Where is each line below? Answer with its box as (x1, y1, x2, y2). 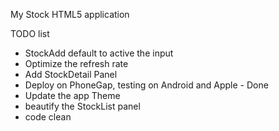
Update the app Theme (24, 90, 121, 101)
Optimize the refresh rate (24, 58, 129, 69)
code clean (24, 111, 72, 123)
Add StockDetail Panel (24, 69, 118, 80)
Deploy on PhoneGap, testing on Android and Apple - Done (24, 79, 269, 91)
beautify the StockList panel (24, 100, 141, 112)
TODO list (10, 28, 50, 39)
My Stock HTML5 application (10, 9, 130, 20)
